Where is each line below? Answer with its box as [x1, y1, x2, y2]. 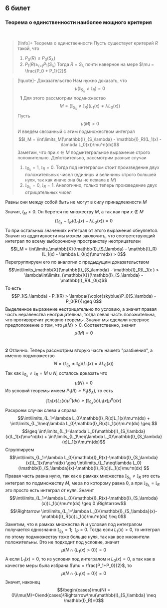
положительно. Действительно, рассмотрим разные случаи [17, 154, 147, 160]
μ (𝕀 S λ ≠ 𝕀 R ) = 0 [74, 85, 106, 93]
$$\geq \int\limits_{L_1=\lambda [22, 428, 87, 434]
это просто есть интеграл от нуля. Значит [5, 487, 94, 493]
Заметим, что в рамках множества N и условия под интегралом [5, 521, 143, 527]
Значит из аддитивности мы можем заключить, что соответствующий [5, 232, 156, 239]
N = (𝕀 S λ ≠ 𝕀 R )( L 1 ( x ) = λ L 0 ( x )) [54, 360, 114, 368]
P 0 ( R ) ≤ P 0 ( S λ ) [24, 55, 56, 62]
